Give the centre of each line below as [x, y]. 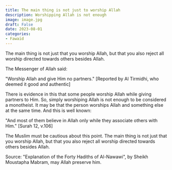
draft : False [19, 24]
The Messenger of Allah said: [36, 69]
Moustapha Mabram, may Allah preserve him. [53, 162]
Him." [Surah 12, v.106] [29, 126]
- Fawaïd [15, 39]
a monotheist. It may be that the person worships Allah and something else [84, 105]
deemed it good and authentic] [38, 84]
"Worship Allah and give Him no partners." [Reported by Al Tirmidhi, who [82, 79]
